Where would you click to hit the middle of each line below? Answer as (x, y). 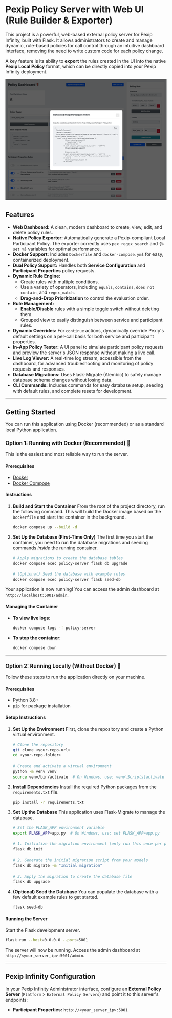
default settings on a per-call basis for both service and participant (83, 336)
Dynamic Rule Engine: (37, 276)
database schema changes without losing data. (62, 380)
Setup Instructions (26, 717)
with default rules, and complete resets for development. (72, 391)
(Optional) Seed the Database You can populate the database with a (85, 892)
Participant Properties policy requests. (54, 271)
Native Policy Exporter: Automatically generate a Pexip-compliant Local (89, 238)
